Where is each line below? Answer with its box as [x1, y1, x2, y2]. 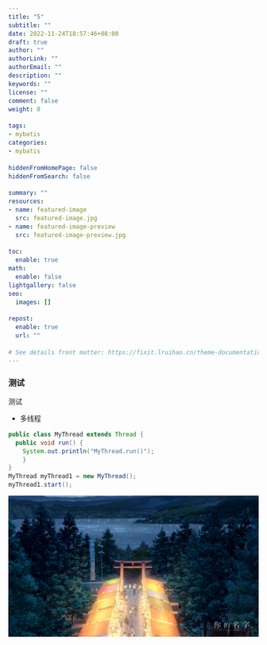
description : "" [8, 72, 62, 80]
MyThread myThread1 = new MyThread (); [8, 472, 137, 480]
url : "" [15, 332, 41, 340]
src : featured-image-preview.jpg [15, 231, 126, 239]
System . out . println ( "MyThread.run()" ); [22, 447, 155, 455]
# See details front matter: [8, 348, 105, 356]
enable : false [15, 273, 62, 281]
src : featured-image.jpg [15, 214, 98, 222]
